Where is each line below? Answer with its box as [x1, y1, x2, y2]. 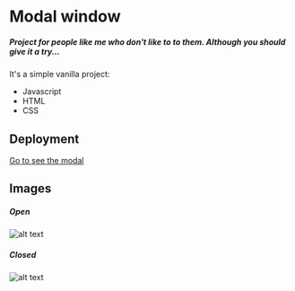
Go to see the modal [9, 154, 84, 165]
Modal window [9, 6, 121, 27]
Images [9, 181, 52, 197]
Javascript [22, 86, 62, 97]
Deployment [9, 131, 80, 146]
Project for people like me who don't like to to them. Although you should [9, 36, 286, 47]
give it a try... [9, 46, 60, 57]
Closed [9, 249, 37, 260]
